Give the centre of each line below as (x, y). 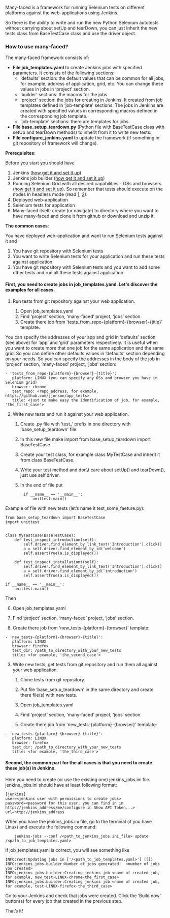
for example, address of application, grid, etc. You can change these (92, 84)
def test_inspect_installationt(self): (57, 562)
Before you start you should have (40, 163)
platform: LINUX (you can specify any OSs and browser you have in (85, 378)
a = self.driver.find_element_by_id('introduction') (80, 571)
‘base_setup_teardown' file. (49, 429)
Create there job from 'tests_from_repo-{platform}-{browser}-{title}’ (91, 322)
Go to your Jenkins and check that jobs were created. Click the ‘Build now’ (83, 896)
